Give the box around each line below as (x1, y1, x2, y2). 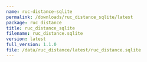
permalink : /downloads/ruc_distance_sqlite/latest (6, 14, 133, 20)
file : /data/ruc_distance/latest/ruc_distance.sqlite (6, 47, 142, 53)
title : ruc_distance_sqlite (6, 25, 76, 31)
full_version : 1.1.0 (6, 42, 57, 48)
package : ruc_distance (6, 19, 62, 25)
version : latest (6, 36, 46, 42)
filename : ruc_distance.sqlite (6, 31, 83, 37)
